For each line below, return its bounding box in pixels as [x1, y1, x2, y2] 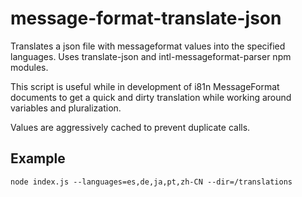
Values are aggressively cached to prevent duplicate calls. [10, 121, 251, 133]
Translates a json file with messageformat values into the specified [10, 40, 286, 52]
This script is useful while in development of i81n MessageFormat [10, 80, 280, 92]
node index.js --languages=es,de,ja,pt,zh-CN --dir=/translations [10, 177, 293, 187]
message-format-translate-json [10, 7, 282, 30]
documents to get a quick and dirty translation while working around [10, 91, 292, 103]
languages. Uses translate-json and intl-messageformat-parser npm [10, 50, 292, 62]
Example [10, 150, 66, 167]
